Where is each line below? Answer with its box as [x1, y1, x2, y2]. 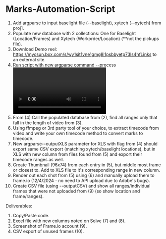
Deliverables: [5, 203, 33, 209]
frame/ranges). [12, 193, 44, 199]
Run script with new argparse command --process [12, 62, 116, 68]
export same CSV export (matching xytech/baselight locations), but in [12, 146, 156, 152]
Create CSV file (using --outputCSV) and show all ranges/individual [12, 183, 151, 189]
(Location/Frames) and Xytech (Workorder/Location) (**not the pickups [12, 36, 159, 42]
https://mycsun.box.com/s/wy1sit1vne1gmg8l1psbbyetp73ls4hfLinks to [12, 51, 157, 57]
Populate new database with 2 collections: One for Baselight [12, 30, 136, 36]
